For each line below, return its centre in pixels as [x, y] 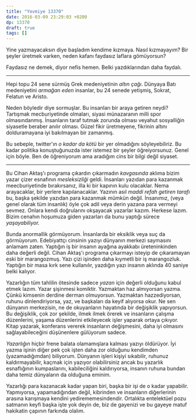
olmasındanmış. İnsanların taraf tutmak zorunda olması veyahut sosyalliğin [95, 120]
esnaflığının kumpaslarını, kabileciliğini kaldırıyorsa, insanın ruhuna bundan [96, 369]
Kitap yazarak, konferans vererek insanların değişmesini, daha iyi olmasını [95, 326]
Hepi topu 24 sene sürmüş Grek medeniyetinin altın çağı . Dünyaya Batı [91, 84]
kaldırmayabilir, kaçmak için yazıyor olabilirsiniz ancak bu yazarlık [85, 362]
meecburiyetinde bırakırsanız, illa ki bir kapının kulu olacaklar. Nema [87, 186]
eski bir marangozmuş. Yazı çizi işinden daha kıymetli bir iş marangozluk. [94, 259]
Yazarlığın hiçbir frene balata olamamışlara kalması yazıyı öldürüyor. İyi [91, 344]
